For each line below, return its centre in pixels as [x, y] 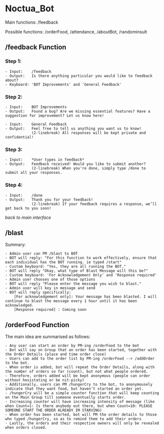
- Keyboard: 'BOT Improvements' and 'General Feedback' [63, 84]
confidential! [20, 137]
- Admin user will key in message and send [50, 288]
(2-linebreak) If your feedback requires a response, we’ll [94, 204]
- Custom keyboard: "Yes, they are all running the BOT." [66, 267]
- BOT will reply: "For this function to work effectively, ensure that [81, 258]
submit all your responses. [34, 173]
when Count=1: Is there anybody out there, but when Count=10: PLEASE [79, 406]
